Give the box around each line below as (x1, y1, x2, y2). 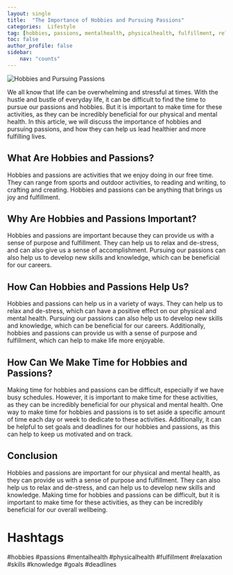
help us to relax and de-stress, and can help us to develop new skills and (7, 483, 216, 492)
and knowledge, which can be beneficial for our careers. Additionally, (7, 322, 206, 330)
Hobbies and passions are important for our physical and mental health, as (7, 468, 221, 476)
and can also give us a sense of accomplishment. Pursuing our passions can (7, 246, 226, 254)
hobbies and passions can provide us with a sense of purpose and (7, 329, 198, 337)
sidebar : (7, 49, 33, 56)
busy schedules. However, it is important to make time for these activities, (7, 393, 218, 401)
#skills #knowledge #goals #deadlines (7, 560, 117, 568)
